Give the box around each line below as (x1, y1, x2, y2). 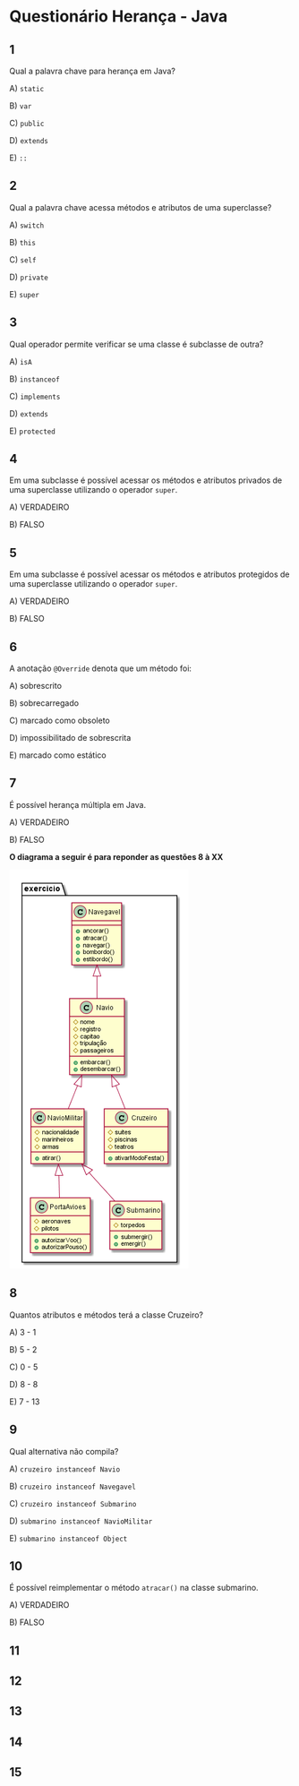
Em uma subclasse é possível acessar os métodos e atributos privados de (9, 475, 283, 485)
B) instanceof (9, 374, 60, 384)
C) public (9, 118, 45, 128)
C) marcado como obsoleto (9, 715, 110, 726)
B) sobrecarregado (9, 698, 79, 708)
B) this (9, 236, 36, 247)
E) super (9, 288, 40, 299)
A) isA (9, 356, 33, 366)
